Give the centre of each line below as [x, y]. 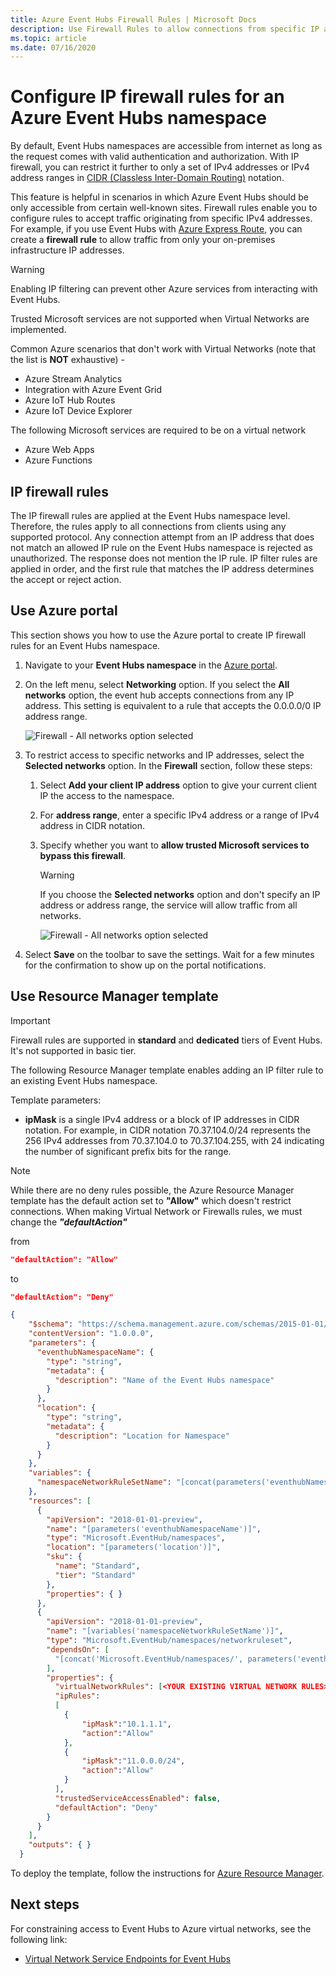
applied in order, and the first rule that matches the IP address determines [162, 569]
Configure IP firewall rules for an [147, 97]
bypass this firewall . [83, 855]
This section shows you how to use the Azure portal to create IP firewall [158, 635]
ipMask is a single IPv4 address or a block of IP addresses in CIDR [162, 1119]
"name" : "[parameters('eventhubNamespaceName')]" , [154, 1529]
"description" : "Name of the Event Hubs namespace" [164, 1380]
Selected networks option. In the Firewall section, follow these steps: [168, 765]
